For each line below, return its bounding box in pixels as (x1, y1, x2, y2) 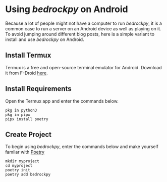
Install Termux (5, 51, 51, 60)
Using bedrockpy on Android (5, 4, 128, 15)
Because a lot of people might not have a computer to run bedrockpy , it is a (5, 20, 162, 26)
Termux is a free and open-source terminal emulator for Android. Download (5, 64, 162, 70)
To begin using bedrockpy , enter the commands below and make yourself (5, 144, 159, 150)
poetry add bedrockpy (5, 172, 51, 177)
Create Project (5, 130, 52, 139)
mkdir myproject (5, 159, 39, 164)
